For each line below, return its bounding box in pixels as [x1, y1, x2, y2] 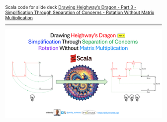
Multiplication [5, 15, 33, 20]
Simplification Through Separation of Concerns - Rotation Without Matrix [5, 9, 155, 15]
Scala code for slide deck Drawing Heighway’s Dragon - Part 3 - [5, 4, 137, 10]
